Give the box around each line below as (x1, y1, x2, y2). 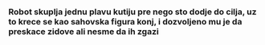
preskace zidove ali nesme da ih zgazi (8, 26, 159, 37)
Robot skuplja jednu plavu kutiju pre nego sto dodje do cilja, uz (8, 6, 257, 17)
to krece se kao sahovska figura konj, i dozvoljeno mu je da (8, 16, 243, 27)
